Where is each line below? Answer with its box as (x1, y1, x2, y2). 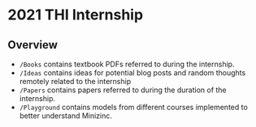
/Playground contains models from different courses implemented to (19, 103, 249, 112)
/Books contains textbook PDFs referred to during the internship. (19, 59, 235, 69)
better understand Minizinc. (19, 111, 113, 121)
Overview (7, 38, 59, 52)
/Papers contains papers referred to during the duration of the (19, 85, 227, 95)
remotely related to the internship (19, 77, 132, 86)
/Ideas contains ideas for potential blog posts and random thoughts (19, 68, 246, 78)
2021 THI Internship (7, 6, 144, 24)
